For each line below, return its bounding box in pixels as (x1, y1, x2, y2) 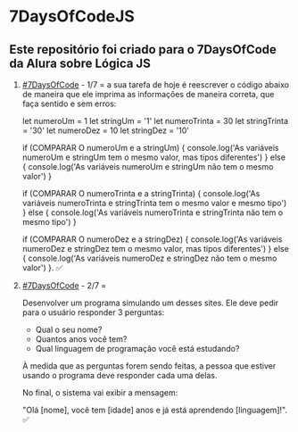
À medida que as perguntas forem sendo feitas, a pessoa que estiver (21, 361, 277, 371)
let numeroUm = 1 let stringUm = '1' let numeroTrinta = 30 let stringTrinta (21, 116, 288, 126)
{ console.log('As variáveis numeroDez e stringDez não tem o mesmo (21, 253, 277, 263)
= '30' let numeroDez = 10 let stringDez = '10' (21, 125, 190, 136)
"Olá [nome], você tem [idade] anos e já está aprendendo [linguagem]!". (21, 404, 288, 415)
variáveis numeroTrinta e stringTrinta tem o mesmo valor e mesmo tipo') (21, 198, 287, 208)
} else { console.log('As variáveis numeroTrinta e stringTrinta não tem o (21, 207, 284, 218)
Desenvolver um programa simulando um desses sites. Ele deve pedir (21, 297, 279, 308)
